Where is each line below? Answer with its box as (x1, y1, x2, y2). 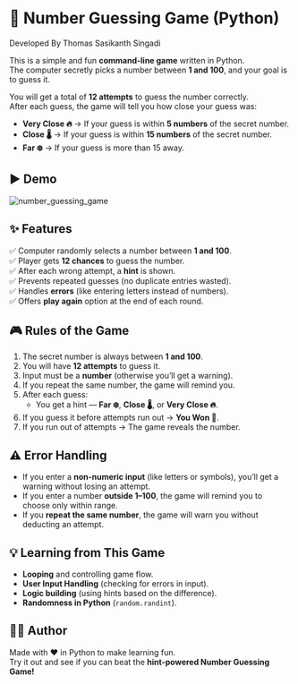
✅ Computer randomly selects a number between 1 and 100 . (9, 245, 233, 256)
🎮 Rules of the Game (9, 322, 130, 338)
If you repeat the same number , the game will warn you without (21, 509, 259, 520)
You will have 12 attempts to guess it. (21, 361, 161, 372)
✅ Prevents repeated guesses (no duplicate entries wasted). (9, 275, 232, 286)
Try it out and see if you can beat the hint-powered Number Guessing (9, 656, 270, 667)
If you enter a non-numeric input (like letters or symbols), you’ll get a (21, 472, 279, 483)
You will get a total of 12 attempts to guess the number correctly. (9, 91, 249, 102)
